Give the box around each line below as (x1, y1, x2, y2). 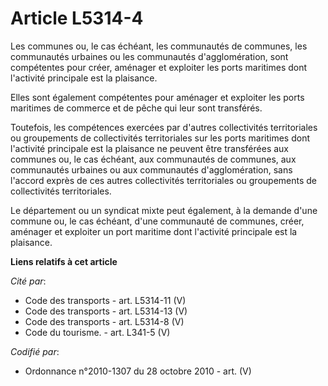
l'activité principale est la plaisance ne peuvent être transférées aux (10, 142, 289, 154)
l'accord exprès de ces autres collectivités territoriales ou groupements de (10, 174, 317, 186)
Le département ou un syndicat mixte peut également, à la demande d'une (10, 204, 318, 216)
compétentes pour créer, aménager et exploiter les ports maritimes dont (10, 61, 308, 73)
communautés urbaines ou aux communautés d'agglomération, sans (10, 163, 293, 176)
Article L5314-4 (10, 7, 144, 30)
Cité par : (10, 275, 47, 287)
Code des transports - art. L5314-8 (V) (24, 315, 185, 327)
